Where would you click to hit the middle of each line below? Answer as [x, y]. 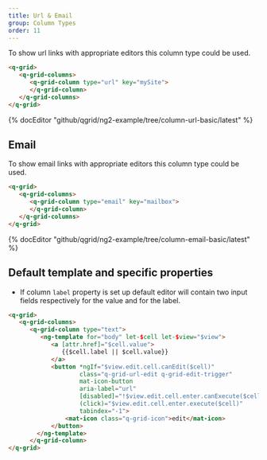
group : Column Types [43, 23]
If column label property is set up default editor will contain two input [133, 292]
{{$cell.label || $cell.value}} [115, 352]
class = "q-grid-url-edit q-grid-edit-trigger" [156, 374]
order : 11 [25, 30]
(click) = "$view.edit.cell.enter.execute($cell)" [161, 403]
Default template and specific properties [110, 273]
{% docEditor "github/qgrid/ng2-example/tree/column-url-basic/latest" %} [131, 119]
